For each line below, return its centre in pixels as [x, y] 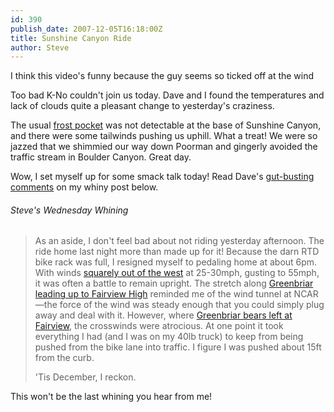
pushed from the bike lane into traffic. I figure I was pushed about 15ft [178, 347]
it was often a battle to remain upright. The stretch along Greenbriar [174, 283]
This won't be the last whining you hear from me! [111, 397]
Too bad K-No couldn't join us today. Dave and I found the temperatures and [167, 95]
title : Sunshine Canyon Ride [71, 38]
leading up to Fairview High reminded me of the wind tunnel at [163, 294]
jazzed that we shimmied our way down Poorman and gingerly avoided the [164, 147]
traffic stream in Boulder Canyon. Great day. [101, 157]
